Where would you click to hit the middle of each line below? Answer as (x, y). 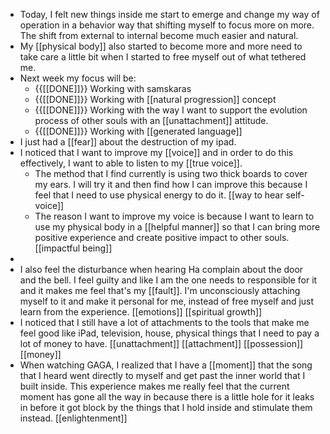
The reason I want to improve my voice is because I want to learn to (174, 216)
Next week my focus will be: (78, 78)
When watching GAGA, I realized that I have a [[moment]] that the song (166, 365)
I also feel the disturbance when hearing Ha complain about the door (161, 269)
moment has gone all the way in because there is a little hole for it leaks (167, 397)
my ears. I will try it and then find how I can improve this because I (171, 184)
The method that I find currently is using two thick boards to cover (171, 173)
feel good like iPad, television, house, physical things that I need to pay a (169, 333)
